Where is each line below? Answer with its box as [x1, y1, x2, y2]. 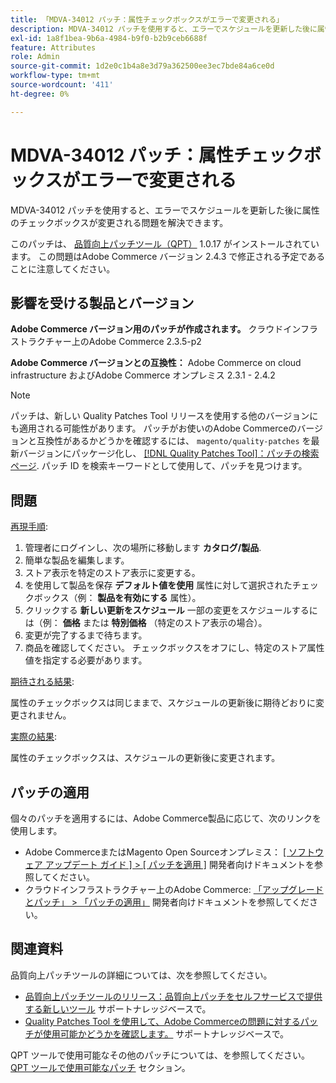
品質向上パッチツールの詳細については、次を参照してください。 [10, 969, 273, 981]
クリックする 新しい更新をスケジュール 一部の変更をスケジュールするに [24, 604, 318, 616]
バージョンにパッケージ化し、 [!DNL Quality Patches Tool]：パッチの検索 [18, 447, 320, 460]
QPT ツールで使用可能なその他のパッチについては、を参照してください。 [10, 1049, 311, 1061]
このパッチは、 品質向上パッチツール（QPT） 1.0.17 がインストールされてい [10, 237, 320, 250]
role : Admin [10, 52, 60, 62]
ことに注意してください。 [10, 262, 116, 275]
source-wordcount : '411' [10, 80, 114, 90]
